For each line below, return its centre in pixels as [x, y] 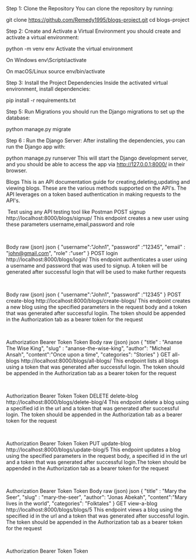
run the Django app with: [36, 147]
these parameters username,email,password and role [70, 224]
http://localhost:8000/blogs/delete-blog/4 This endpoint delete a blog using [97, 402]
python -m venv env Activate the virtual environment [70, 49]
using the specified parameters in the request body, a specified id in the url [97, 456]
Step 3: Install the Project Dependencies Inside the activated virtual [87, 83]
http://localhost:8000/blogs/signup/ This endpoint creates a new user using [97, 218]
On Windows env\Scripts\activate [46, 60]
